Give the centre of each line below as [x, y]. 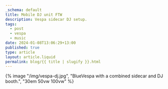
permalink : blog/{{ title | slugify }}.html [53, 62]
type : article [20, 52]
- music [18, 38]
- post [17, 29]
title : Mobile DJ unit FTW [34, 15]
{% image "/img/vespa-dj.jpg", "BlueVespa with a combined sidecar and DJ [84, 76]
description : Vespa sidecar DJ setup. [46, 19]
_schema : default [24, 10]
